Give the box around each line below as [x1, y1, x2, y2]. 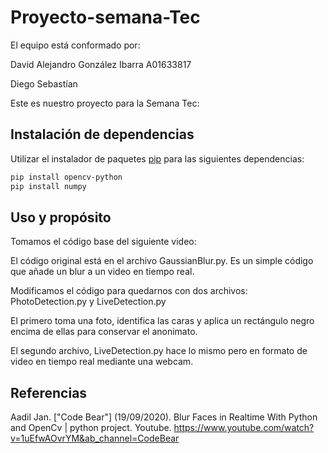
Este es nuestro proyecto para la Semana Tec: [10, 97, 200, 109]
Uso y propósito [10, 209, 112, 226]
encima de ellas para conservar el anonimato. [10, 326, 198, 338]
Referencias [10, 384, 88, 401]
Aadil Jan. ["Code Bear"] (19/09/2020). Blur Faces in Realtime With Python [10, 411, 318, 423]
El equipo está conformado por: [10, 39, 141, 51]
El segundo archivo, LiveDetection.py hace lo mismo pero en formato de [10, 345, 308, 357]
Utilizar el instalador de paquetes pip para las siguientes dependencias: [10, 152, 305, 165]
